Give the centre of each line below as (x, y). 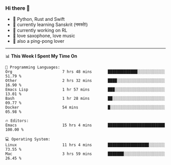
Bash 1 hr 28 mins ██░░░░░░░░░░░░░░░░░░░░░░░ (85, 99)
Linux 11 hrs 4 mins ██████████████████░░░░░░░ (85, 145)
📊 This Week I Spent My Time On (41, 56)
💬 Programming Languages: (33, 67)
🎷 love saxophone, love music (44, 36)
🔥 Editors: (17, 121)
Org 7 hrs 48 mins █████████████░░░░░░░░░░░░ (85, 72)
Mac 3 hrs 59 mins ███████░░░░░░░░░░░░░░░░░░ (85, 154)
